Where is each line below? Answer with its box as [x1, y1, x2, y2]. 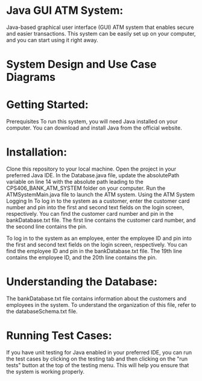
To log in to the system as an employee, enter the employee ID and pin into [6, 235, 192, 242]
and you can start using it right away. [6, 36, 98, 43]
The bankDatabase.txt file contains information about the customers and [6, 295, 187, 302]
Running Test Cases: [6, 329, 113, 342]
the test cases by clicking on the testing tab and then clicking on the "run [6, 355, 188, 362]
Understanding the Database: [6, 275, 158, 289]
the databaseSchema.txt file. [6, 307, 78, 315]
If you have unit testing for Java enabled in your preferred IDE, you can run [6, 348, 192, 356]
